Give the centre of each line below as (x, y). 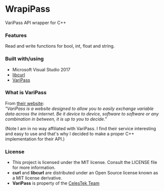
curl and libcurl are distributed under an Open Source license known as (85, 173)
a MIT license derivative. (37, 178)
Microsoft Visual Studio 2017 (41, 69)
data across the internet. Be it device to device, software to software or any (82, 113)
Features (16, 35)
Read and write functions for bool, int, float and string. (60, 46)
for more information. (34, 167)
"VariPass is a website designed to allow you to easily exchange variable (80, 109)
